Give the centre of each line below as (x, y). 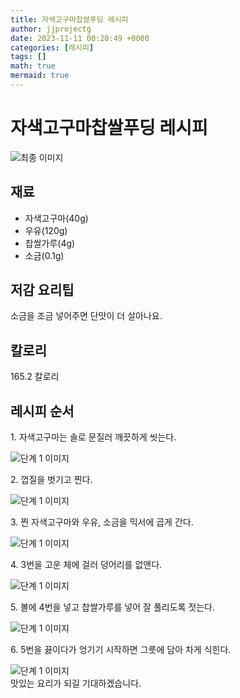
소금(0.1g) (44, 255)
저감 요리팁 (42, 290)
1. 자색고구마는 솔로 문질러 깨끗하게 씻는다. (93, 437)
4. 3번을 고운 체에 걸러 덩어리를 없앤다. (86, 565)
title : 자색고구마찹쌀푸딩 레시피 (69, 19)
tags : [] (28, 57)
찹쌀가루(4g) (50, 243)
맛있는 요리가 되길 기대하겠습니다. (76, 683)
